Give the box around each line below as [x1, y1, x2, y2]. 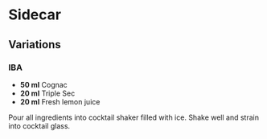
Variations [8, 38, 62, 51]
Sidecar [8, 6, 62, 24]
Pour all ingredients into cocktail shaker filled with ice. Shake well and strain [8, 112, 260, 122]
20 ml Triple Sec [19, 88, 76, 98]
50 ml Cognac [19, 80, 68, 89]
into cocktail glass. [8, 121, 71, 130]
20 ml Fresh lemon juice [19, 96, 101, 106]
